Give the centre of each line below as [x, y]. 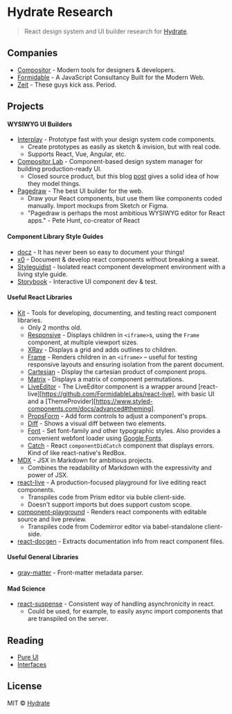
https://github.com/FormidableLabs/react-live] [108, 393]
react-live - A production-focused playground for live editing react [111, 482]
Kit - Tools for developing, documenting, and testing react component [117, 312]
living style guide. [42, 274]
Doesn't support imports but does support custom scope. [110, 504]
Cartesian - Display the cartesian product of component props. [117, 371]
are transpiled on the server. [68, 619]
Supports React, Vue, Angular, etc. [77, 154]
